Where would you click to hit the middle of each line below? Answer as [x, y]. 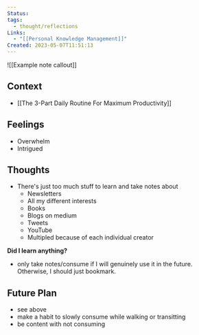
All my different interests [62, 201]
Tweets [38, 223]
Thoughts [28, 170]
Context [25, 86]
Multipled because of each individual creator [91, 238]
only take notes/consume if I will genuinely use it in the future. [105, 264]
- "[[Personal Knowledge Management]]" [70, 39]
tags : [15, 20]
